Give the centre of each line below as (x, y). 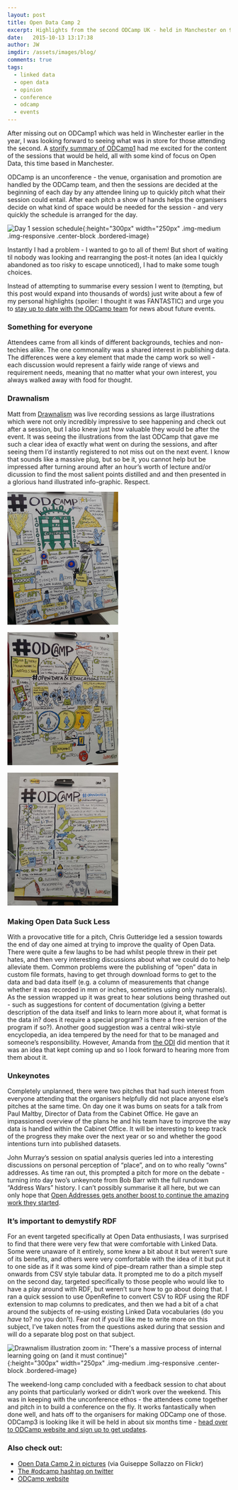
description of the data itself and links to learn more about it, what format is (117, 1012)
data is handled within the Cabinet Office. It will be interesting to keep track (117, 1129)
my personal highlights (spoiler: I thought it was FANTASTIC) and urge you (116, 301)
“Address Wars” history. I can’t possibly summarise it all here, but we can (114, 1188)
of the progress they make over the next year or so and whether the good (114, 1136)
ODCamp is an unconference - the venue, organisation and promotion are (115, 177)
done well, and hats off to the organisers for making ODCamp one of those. (117, 1415)
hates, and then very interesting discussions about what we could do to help (119, 959)
